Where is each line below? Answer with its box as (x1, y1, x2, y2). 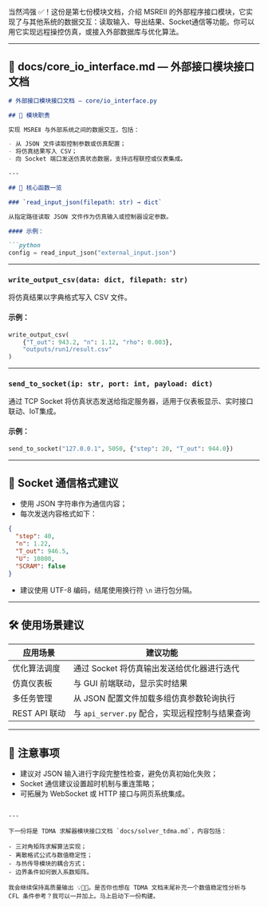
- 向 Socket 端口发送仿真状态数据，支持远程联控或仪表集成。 (8, 155, 187, 163)
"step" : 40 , (15, 533, 56, 541)
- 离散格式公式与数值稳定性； (8, 851, 93, 860)
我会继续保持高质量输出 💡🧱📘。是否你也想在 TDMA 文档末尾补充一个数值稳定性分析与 (8, 884, 247, 892)
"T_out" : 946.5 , (15, 547, 69, 555)
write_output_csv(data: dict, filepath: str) (8, 275, 189, 285)
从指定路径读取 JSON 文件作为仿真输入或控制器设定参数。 (8, 213, 173, 221)
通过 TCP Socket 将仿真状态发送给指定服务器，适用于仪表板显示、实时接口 (8, 397, 254, 406)
